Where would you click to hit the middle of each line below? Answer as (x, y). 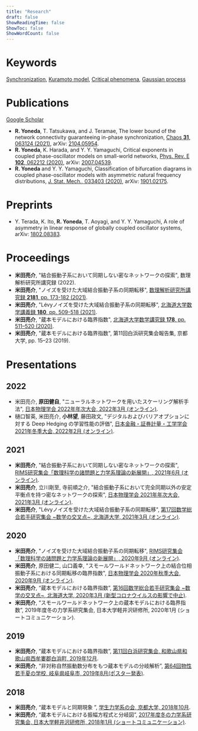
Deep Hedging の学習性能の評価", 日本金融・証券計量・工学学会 (109, 423)
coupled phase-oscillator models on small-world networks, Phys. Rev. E (102, 156)
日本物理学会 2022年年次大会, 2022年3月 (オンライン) (91, 409)
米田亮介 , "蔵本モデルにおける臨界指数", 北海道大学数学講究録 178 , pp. (100, 319)
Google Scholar (25, 119)
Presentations (41, 365)
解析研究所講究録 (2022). (45, 282)
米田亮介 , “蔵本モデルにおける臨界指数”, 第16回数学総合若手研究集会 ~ (100, 588)
